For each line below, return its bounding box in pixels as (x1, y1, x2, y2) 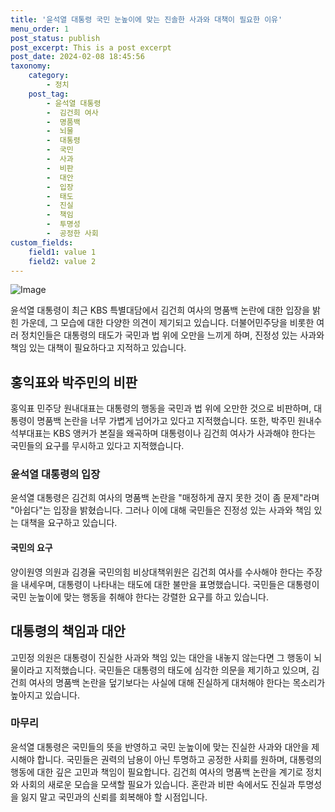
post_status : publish (10, 33, 101, 43)
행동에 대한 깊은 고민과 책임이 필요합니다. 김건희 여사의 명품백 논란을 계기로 (10, 766, 304, 778)
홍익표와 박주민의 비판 (10, 374, 138, 391)
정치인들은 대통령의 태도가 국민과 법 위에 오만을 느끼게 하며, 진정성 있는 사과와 (20, 329, 325, 341)
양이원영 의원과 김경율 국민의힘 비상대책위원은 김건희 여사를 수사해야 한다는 (10, 566, 305, 578)
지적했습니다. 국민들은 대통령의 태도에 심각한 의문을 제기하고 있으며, (44, 664, 310, 676)
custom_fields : (10, 237, 74, 248)
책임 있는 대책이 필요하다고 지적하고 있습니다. (10, 342, 187, 354)
